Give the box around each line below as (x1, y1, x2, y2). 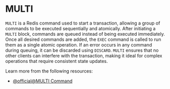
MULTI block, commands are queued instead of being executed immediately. (5, 31, 165, 37)
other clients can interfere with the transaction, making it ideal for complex (5, 52, 162, 59)
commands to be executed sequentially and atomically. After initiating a (5, 25, 156, 31)
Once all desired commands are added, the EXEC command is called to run (5, 36, 161, 42)
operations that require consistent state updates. (5, 58, 109, 64)
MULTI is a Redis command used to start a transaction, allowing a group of (5, 20, 160, 26)
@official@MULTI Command (12, 78, 73, 84)
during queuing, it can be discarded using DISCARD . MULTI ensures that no (5, 47, 159, 53)
